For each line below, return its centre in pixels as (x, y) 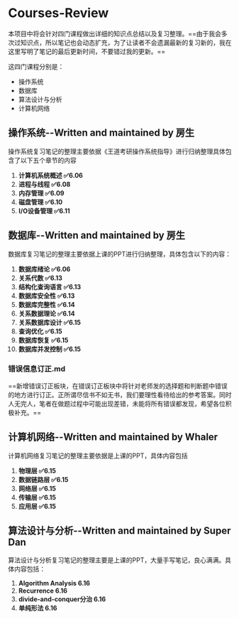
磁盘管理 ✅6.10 (40, 202)
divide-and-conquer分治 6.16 (62, 599)
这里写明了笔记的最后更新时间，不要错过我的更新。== (87, 51)
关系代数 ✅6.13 (40, 278)
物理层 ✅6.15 (37, 470)
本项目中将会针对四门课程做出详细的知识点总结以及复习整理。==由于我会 (115, 33)
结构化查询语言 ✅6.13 (50, 286)
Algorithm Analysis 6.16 (54, 583)
